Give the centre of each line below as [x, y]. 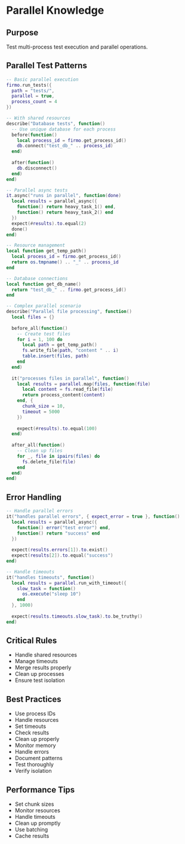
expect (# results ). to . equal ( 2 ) [49, 223]
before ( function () [35, 135]
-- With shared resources [38, 118]
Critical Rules [32, 641]
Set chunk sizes [34, 804]
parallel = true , [33, 96]
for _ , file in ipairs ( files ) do [58, 456]
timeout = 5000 [41, 412]
